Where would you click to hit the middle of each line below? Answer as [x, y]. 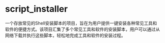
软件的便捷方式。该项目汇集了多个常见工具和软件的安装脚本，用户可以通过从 [82, 29]
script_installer [36, 9]
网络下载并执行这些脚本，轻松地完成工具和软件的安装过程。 [65, 35]
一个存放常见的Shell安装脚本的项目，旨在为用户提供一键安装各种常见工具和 [81, 23]
